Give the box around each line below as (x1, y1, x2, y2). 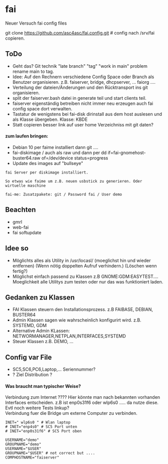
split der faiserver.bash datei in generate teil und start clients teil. (12, 95, 147, 101)
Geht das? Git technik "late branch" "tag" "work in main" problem (12, 63, 148, 69)
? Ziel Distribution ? (12, 372, 53, 378)
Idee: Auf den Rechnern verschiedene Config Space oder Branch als (12, 74, 154, 80)
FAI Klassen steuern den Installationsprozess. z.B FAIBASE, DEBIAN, (12, 306, 153, 313)
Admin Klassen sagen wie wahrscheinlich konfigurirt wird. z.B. (12, 317, 141, 323)
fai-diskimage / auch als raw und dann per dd (12, 149, 107, 156)
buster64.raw (12, 154, 41, 161)
